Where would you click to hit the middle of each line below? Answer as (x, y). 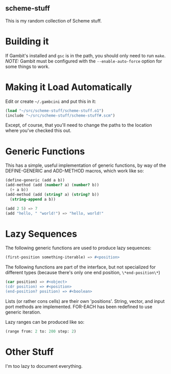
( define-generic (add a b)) (35, 180)
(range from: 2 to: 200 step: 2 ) (41, 331)
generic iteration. (23, 312)
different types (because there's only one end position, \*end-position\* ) (83, 273)
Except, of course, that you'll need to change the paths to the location (79, 125)
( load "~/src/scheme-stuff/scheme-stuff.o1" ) (54, 111)
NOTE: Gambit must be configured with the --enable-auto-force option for (84, 61)
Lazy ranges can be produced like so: (45, 322)
